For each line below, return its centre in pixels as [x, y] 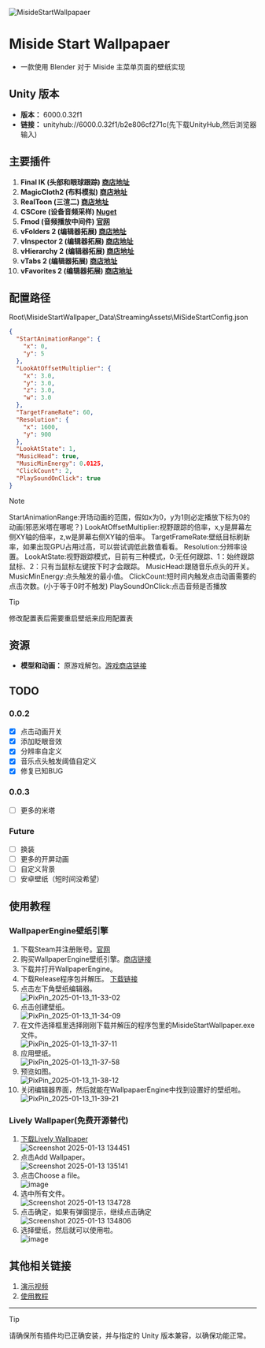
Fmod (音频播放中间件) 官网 [65, 222]
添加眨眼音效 [41, 742]
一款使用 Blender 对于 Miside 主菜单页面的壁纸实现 [103, 66]
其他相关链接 [40, 1266]
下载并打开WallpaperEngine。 [68, 969]
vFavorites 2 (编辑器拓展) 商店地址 [76, 270]
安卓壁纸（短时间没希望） [62, 879]
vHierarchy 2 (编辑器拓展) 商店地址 [77, 251]
